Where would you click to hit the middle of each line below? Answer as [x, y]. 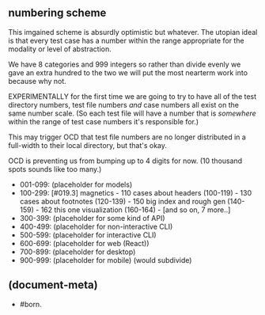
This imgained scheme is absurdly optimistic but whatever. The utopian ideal [133, 32]
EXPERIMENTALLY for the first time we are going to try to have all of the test [132, 96]
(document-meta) [53, 285]
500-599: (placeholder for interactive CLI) [88, 235]
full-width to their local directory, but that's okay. [88, 145]
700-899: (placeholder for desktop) [78, 252]
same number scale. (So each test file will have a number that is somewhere [132, 113]
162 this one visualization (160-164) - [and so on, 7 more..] [136, 210]
